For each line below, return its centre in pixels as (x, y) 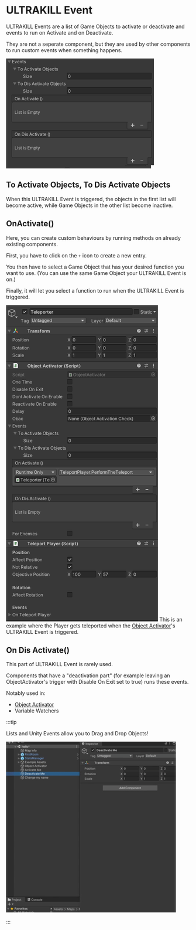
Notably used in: (26, 693)
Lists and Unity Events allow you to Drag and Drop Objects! (77, 734)
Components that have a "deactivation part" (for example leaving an (88, 676)
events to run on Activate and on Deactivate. (60, 32)
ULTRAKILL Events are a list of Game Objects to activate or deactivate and (96, 26)
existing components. (32, 244)
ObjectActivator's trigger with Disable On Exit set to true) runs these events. (97, 682)
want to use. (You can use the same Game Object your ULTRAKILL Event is (96, 273)
